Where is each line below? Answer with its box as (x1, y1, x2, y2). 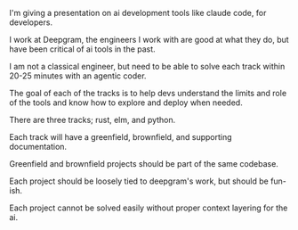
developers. (9, 17, 53, 28)
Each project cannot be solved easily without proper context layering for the (9, 202, 288, 213)
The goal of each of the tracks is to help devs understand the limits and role (9, 88, 287, 98)
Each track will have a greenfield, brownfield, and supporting (9, 132, 233, 142)
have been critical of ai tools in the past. (9, 44, 156, 54)
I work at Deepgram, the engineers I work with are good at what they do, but (9, 35, 289, 45)
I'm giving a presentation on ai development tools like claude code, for (9, 8, 267, 18)
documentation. (9, 142, 68, 152)
